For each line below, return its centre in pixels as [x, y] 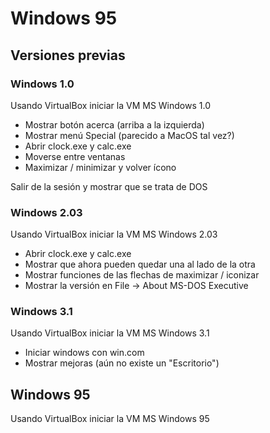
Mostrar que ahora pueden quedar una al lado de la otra [140, 264]
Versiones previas [68, 55]
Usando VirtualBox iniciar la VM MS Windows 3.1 [110, 333]
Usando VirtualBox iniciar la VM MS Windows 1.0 [110, 105]
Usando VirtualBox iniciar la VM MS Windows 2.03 [114, 234]
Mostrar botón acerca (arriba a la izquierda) [114, 124]
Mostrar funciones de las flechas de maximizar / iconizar [142, 275]
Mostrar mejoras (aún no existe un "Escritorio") [122, 363]
